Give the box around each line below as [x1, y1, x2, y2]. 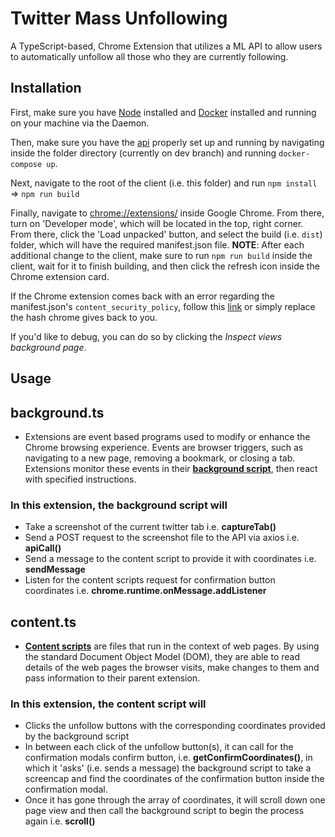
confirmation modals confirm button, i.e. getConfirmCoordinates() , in [24, 752, 313, 764]
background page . [10, 341, 87, 353]
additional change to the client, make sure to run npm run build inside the [10, 249, 313, 261]
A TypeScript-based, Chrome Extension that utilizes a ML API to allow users [10, 40, 323, 52]
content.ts [10, 613, 77, 631]
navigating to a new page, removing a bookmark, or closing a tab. [24, 452, 296, 464]
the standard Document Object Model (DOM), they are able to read [24, 651, 301, 663]
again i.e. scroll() [24, 815, 96, 827]
